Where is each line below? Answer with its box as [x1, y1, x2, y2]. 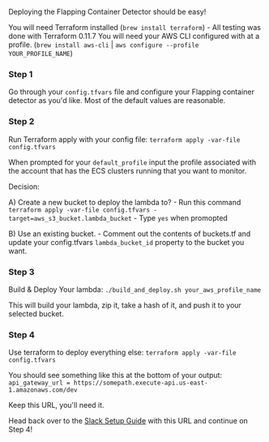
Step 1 [8, 68, 33, 79]
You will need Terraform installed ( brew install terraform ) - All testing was [8, 23, 262, 32]
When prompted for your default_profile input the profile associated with [8, 157, 257, 167]
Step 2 [8, 116, 35, 127]
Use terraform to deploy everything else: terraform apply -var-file [8, 348, 237, 358]
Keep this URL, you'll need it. [8, 401, 105, 410]
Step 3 [8, 266, 35, 277]
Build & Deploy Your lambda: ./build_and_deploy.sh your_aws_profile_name [8, 284, 262, 294]
